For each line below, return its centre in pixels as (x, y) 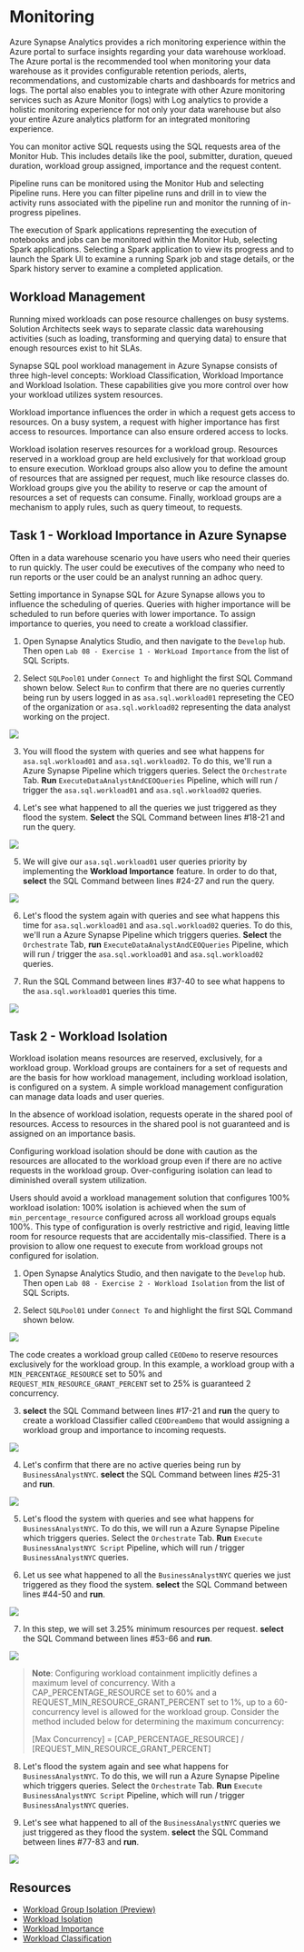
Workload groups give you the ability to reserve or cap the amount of (138, 487)
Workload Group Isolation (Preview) (89, 1909)
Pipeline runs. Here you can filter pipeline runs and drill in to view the (138, 193)
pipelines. (63, 212)
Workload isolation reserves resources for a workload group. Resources (144, 449)
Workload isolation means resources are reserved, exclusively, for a (136, 1058)
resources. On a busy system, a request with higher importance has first (144, 422)
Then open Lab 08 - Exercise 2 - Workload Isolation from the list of (154, 1283)
